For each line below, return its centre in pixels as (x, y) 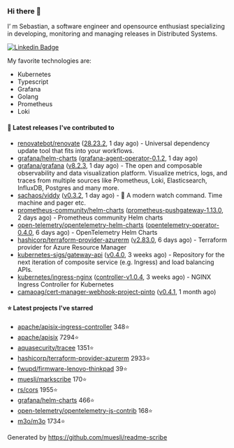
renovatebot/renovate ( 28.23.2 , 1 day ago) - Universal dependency (114, 143)
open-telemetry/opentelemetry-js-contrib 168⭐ (85, 410)
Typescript (33, 82)
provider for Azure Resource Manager (72, 247)
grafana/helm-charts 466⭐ (56, 400)
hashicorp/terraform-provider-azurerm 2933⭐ (84, 358)
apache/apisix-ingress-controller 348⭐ (73, 326)
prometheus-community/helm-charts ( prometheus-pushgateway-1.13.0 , (120, 210)
